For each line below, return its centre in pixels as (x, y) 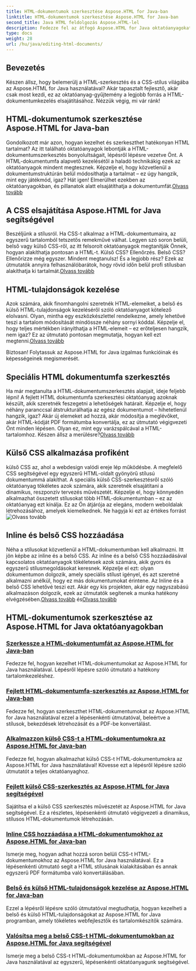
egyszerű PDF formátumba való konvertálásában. (66, 873)
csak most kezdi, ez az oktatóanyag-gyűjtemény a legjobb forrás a (86, 94)
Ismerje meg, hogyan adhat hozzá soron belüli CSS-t (69, 854)
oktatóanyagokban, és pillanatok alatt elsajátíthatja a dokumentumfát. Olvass (97, 186)
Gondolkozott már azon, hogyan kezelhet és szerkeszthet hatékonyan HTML (98, 142)
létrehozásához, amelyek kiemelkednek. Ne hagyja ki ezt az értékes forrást (96, 511)
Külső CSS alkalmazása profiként (68, 453)
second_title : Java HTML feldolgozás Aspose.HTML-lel (73, 22)
